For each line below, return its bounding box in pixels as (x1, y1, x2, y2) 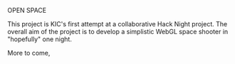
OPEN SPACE (7, 6, 47, 14)
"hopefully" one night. (7, 35, 73, 43)
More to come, (7, 49, 51, 57)
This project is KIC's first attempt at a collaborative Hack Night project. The (7, 20, 228, 28)
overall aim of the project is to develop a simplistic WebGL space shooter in (7, 28, 229, 36)
